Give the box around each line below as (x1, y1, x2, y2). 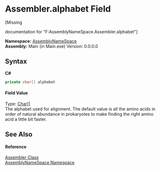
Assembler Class (5, 155, 39, 160)
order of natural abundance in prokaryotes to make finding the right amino (5, 111, 154, 117)
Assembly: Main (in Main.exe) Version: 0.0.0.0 (5, 43, 98, 49)
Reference (5, 144, 27, 150)
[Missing (5, 19, 23, 25)
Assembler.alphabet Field (5, 3, 111, 15)
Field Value (5, 90, 28, 96)
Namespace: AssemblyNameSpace (5, 38, 77, 44)
